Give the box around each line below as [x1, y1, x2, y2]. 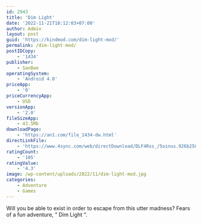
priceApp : [6, 82, 31, 88]
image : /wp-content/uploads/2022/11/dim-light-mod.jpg [6, 171, 147, 178]
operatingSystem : [6, 70, 50, 76]
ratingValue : [6, 160, 39, 166]
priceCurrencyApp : [6, 93, 52, 99]
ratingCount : [6, 149, 39, 155]
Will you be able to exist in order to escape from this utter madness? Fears [6, 204, 191, 211]
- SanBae [17, 64, 39, 71]
